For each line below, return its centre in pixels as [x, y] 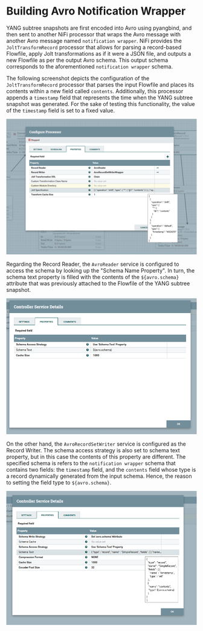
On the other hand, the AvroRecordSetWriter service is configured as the [96, 444]
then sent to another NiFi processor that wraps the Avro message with [94, 34]
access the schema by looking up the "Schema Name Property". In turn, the [101, 271]
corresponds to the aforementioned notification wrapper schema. [90, 66]
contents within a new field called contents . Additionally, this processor [95, 91]
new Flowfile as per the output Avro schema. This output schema [87, 60]
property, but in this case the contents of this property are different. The [96, 457]
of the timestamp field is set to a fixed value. [60, 110]
